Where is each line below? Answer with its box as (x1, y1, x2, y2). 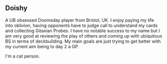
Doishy (5, 4, 27, 12)
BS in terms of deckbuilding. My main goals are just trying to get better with (5, 38, 161, 44)
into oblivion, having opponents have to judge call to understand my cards (5, 22, 158, 28)
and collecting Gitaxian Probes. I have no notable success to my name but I (5, 27, 160, 34)
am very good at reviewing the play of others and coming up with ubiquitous (5, 33, 162, 39)
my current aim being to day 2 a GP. (5, 43, 79, 49)
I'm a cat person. (5, 53, 40, 59)
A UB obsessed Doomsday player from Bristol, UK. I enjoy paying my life (5, 17, 154, 23)
